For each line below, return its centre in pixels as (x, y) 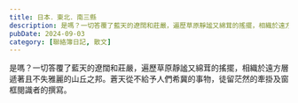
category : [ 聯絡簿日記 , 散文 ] (60, 42)
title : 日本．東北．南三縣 (53, 17)
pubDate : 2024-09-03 (47, 33)
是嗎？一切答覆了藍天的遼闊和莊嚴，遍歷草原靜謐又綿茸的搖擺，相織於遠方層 (149, 68)
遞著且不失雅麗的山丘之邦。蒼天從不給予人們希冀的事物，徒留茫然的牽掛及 (145, 79)
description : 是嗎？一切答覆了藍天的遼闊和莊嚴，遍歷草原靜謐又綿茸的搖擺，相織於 (144, 26)
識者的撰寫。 (48, 90)
